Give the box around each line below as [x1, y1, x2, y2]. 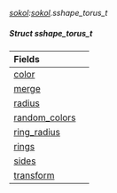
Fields [13, 52, 40, 65]
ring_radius [13, 125, 60, 138]
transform [13, 169, 55, 181]
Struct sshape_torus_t [9, 28, 93, 38]
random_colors [13, 111, 76, 124]
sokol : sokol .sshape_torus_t [9, 8, 108, 18]
